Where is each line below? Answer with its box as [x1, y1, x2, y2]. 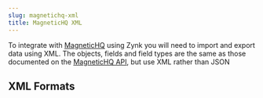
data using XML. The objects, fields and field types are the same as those [8, 49, 247, 58]
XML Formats [8, 79, 75, 93]
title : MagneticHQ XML [8, 19, 82, 27]
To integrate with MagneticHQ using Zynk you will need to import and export [8, 40, 255, 49]
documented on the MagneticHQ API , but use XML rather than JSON [8, 56, 230, 67]
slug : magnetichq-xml [8, 11, 79, 20]
